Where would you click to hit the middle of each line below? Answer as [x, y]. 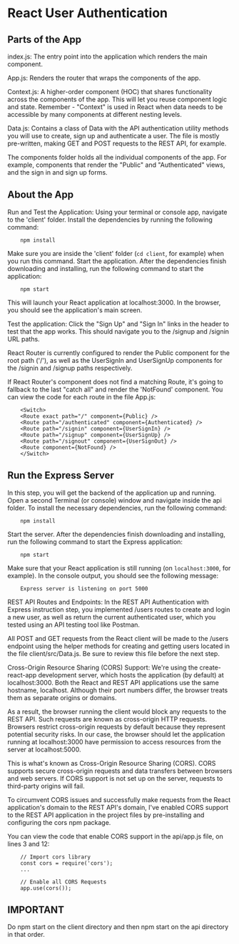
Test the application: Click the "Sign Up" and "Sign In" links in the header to [118, 324]
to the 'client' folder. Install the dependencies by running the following [110, 220]
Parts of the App [45, 40]
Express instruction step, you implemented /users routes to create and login [119, 609]
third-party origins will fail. [46, 786]
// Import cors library [56, 857]
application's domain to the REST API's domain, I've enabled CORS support [118, 807]
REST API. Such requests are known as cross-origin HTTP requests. [107, 719]
